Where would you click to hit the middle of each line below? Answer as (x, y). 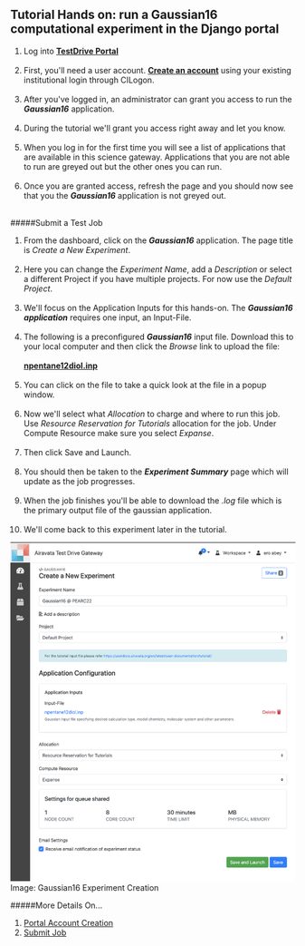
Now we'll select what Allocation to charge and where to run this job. (152, 414)
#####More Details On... (57, 905)
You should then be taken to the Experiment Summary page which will (156, 472)
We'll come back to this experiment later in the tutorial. (125, 529)
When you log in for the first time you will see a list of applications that (154, 147)
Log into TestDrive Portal (71, 51)
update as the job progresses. (79, 481)
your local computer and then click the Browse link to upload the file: (151, 346)
